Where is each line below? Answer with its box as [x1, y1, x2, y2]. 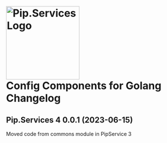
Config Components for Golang [6, 79, 162, 93]
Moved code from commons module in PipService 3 [6, 131, 132, 137]
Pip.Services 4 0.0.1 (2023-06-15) [6, 115, 133, 125]
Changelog [6, 91, 61, 105]
